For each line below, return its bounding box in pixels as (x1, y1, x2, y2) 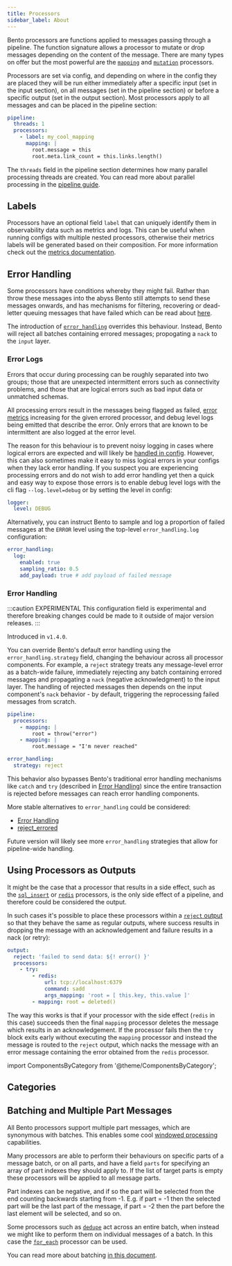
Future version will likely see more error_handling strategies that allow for (7, 837, 218, 845)
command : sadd (44, 986, 85, 993)
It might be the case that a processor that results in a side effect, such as (7, 883, 215, 891)
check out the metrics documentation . (7, 248, 116, 257)
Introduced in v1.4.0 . (7, 632, 68, 641)
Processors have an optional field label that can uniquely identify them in (7, 219, 217, 227)
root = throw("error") (32, 730, 98, 737)
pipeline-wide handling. (7, 844, 75, 852)
